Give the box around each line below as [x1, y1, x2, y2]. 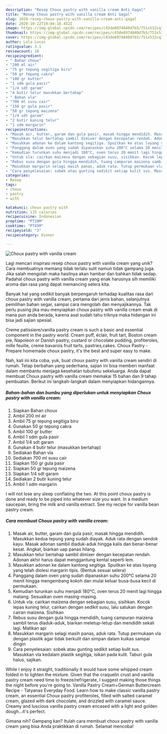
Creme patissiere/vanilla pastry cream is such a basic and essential [5, 326, 143, 332]
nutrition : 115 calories [5, 210, 57, 214]
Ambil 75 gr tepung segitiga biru [12, 418, 79, 424]
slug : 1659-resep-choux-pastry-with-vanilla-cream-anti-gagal [5, 16, 137, 21]
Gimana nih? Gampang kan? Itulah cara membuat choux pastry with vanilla [5, 718, 158, 724]
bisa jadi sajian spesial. [5, 317, 53, 323]
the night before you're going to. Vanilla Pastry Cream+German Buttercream [5, 682, 161, 688]
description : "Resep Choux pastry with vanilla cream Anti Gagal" [5, 7, 146, 12]
